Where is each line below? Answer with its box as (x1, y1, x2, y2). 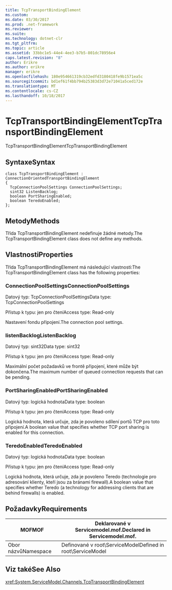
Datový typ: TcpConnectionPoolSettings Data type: (5, 294, 112, 300)
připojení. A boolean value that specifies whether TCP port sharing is (5, 424, 149, 430)
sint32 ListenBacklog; (10, 189, 58, 194)
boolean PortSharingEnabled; (10, 194, 72, 199)
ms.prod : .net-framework (5, 21, 58, 27)
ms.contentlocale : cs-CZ (5, 88, 58, 94)
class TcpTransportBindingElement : (5, 171, 83, 177)
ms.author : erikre (5, 64, 45, 70)
